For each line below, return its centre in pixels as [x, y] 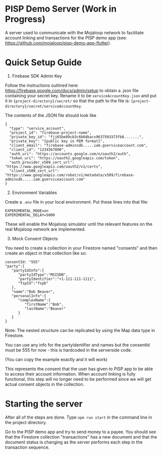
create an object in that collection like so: [46, 253]
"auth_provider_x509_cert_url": [42, 162]
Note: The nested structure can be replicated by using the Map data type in [80, 330]
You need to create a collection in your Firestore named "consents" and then [81, 248]
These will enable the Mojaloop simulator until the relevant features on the [79, 224]
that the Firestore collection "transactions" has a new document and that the [81, 437]
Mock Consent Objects [35, 238]
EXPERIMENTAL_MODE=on [27, 211]
